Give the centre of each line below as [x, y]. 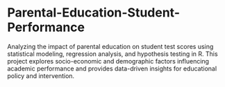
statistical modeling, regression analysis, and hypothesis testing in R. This [112, 54]
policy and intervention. [41, 76]
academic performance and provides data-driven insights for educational [112, 68]
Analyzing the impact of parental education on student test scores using [110, 46]
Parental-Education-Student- [94, 13]
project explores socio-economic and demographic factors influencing [108, 61]
